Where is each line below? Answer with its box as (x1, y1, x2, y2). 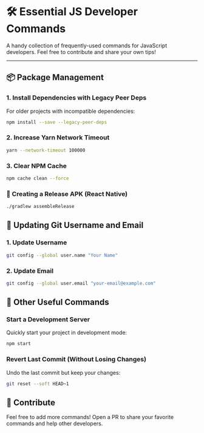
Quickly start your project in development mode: (6, 329, 127, 337)
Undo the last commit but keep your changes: (6, 369, 121, 376)
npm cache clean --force (6, 175, 69, 181)
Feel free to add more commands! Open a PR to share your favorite (6, 414, 174, 421)
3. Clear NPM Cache (6, 161, 67, 170)
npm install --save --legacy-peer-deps (6, 119, 107, 125)
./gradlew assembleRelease (6, 204, 75, 210)
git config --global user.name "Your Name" (6, 252, 118, 258)
